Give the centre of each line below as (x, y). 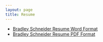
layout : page (19, 10)
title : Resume (20, 14)
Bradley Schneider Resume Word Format (55, 28)
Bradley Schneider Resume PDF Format (54, 34)
